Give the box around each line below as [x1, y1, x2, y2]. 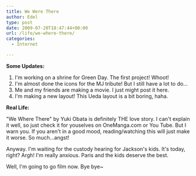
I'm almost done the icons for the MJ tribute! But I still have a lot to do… [14, 80, 188, 87]
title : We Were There [6, 8, 59, 15]
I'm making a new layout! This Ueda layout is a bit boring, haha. [14, 92, 168, 100]
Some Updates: [6, 62, 45, 69]
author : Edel [6, 14, 38, 20]
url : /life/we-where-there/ [6, 31, 75, 36]
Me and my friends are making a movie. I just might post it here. [14, 86, 170, 93]
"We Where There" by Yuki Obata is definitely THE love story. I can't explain [6, 115, 190, 122]
